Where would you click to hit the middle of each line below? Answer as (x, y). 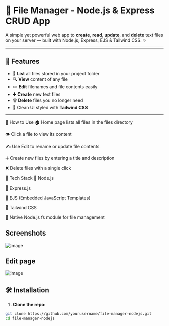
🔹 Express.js (18, 188)
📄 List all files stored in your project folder (56, 73)
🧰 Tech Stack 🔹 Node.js (30, 178)
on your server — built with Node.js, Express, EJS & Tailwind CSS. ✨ (76, 40)
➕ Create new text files (36, 94)
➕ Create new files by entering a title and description (60, 158)
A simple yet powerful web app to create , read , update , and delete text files (84, 35)
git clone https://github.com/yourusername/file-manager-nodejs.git (78, 314)
